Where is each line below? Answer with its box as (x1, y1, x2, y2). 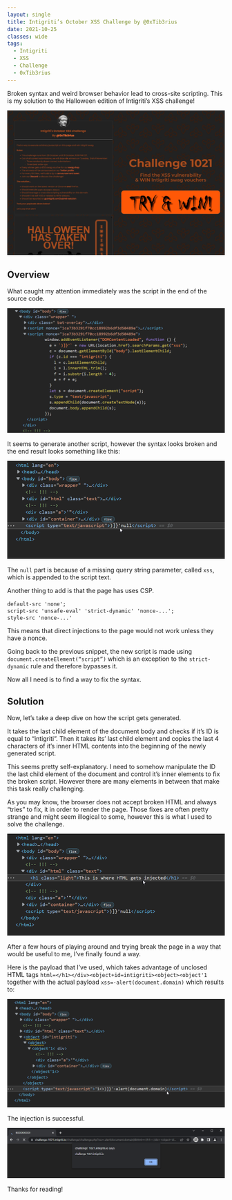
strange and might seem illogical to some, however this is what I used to (7, 812, 213, 821)
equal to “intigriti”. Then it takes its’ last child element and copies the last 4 (7, 734, 219, 742)
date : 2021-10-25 (7, 26, 57, 32)
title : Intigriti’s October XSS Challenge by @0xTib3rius (7, 18, 177, 26)
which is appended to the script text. (7, 573, 112, 581)
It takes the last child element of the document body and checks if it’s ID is (7, 727, 219, 735)
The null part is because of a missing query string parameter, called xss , (7, 566, 215, 574)
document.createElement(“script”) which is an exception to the (7, 655, 188, 663)
